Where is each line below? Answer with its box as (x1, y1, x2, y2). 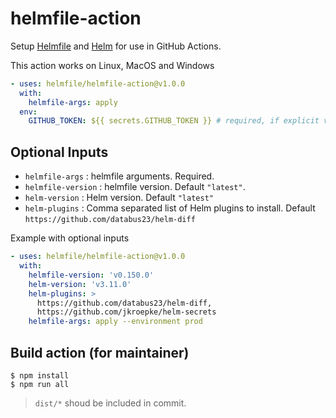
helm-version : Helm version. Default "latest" (24, 192, 214, 204)
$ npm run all (10, 379, 70, 389)
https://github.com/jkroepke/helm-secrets (36, 307, 217, 317)
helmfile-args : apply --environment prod (28, 317, 203, 327)
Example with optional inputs (10, 232, 130, 244)
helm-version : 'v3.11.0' (28, 279, 132, 289)
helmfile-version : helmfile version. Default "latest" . (24, 181, 246, 193)
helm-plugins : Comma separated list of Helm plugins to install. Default (24, 202, 316, 214)
